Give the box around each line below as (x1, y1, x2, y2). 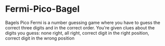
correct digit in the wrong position (5, 35, 75, 41)
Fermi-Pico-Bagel (5, 3, 80, 15)
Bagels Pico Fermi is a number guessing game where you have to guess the (5, 20, 161, 25)
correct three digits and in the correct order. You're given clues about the (5, 24, 155, 30)
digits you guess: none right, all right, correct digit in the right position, (5, 30, 149, 36)
